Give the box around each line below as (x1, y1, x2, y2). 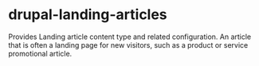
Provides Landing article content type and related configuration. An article (8, 32, 252, 41)
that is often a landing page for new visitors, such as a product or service (8, 40, 249, 49)
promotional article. (8, 49, 73, 58)
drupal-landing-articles (8, 6, 167, 24)
